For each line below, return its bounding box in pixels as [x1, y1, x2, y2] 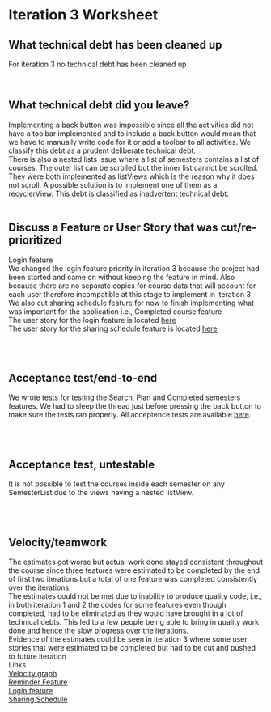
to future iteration [8, 651, 66, 661]
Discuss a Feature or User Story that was [8, 221, 218, 235]
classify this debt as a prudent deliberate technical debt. [8, 146, 197, 155]
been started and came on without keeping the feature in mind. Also [8, 272, 235, 282]
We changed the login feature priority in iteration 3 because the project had [8, 263, 260, 273]
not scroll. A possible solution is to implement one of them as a [8, 180, 218, 189]
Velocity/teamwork [8, 536, 108, 549]
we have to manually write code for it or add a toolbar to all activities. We [8, 137, 251, 146]
